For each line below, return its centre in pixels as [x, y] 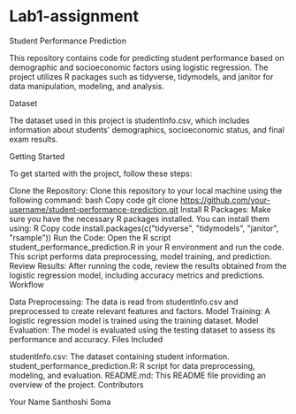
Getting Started [37, 156]
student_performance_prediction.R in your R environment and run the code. [147, 247]
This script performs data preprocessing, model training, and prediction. [140, 256]
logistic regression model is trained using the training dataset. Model [134, 320]
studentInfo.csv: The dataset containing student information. [119, 356]
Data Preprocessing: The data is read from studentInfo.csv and [124, 302]
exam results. [34, 139]
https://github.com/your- [225, 200]
